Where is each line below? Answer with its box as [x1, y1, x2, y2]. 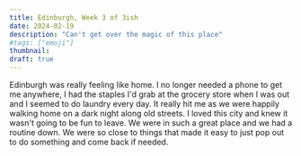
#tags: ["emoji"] [9, 38, 75, 48]
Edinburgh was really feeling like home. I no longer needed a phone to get [9, 80, 283, 90]
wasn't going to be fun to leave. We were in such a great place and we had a [9, 117, 293, 128]
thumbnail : [9, 47, 50, 56]
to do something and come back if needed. [9, 136, 169, 147]
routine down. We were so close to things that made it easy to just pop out [9, 127, 285, 137]
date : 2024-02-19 [9, 22, 75, 30]
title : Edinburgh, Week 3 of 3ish [9, 13, 139, 22]
